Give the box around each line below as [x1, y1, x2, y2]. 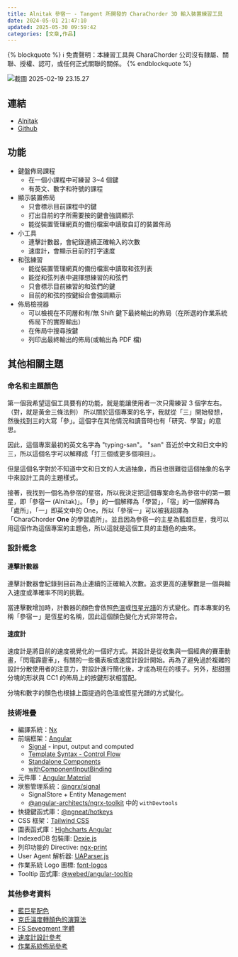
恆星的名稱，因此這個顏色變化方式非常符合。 [50, 612, 181, 620]
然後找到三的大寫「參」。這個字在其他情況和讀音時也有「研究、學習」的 [7, 416, 215, 425]
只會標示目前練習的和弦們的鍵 [28, 282, 115, 290]
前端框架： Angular [17, 734, 72, 743]
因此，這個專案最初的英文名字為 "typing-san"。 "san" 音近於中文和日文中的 [7, 440, 228, 449]
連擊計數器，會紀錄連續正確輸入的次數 [28, 237, 140, 246]
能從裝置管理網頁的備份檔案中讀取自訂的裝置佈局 [28, 219, 171, 228]
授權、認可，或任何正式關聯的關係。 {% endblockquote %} [19, 60, 192, 68]
